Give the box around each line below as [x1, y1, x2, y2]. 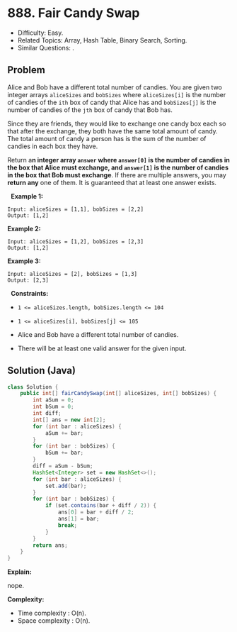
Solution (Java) [7, 365, 76, 377]
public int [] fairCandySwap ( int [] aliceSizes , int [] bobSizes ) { [20, 390, 217, 397]
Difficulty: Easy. [17, 28, 64, 37]
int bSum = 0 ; [33, 403, 74, 411]
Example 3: [7, 257, 41, 265]
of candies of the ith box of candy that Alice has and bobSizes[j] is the [7, 98, 216, 106]
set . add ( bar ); [45, 482, 87, 489]
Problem [7, 64, 46, 76]
